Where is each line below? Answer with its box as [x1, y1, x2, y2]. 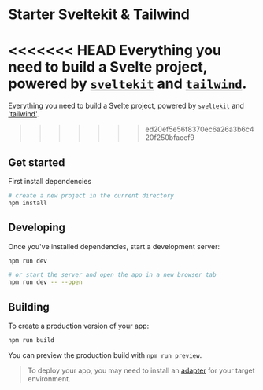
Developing [8, 221, 65, 234]
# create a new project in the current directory [8, 191, 175, 200]
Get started [8, 156, 65, 169]
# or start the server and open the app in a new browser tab [8, 271, 217, 279]
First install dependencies [8, 176, 92, 186]
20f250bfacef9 [145, 133, 195, 142]
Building [8, 300, 50, 314]
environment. [27, 373, 71, 383]
